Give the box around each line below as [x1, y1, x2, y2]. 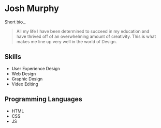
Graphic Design [11, 76, 43, 81]
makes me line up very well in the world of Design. [16, 38, 117, 44]
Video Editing [11, 81, 39, 87]
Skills [4, 53, 21, 61]
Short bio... [4, 19, 27, 25]
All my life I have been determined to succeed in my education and [16, 28, 149, 34]
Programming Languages [4, 95, 83, 103]
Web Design [11, 71, 36, 77]
